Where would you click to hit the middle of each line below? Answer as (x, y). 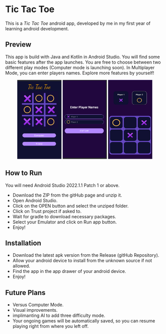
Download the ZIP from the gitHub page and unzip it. (67, 195)
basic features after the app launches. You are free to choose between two (83, 62)
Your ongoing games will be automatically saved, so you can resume (84, 321)
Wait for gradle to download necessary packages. (64, 216)
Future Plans (25, 292)
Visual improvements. (35, 310)
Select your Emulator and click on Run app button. (65, 222)
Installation (23, 243)
